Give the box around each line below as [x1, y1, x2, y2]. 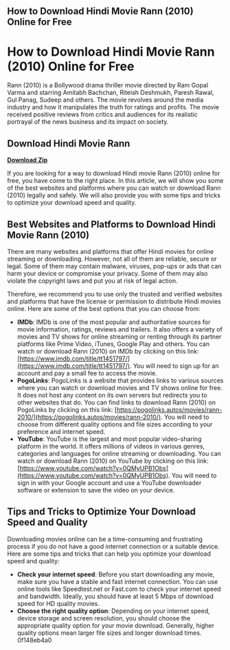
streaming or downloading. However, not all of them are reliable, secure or [7, 254, 218, 263]
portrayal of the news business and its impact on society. [7, 118, 169, 126]
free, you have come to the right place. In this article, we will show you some [7, 177, 224, 185]
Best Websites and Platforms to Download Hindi [7, 218, 216, 230]
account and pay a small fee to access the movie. [16, 369, 158, 377]
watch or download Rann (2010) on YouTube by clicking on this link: [16, 457, 209, 465]
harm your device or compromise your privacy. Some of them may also [7, 269, 208, 277]
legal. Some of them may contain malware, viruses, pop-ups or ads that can [7, 261, 222, 270]
